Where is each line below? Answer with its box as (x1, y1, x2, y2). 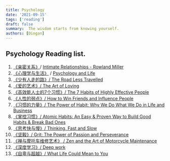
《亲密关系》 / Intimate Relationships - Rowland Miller (13, 64, 124, 70)
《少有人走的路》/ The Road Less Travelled (13, 76, 103, 83)
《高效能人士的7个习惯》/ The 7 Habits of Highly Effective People (13, 89, 149, 95)
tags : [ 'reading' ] (6, 17, 45, 22)
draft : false (6, 21, 33, 27)
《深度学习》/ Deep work (13, 144, 66, 150)
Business (13, 107, 32, 113)
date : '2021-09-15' (6, 12, 47, 17)
